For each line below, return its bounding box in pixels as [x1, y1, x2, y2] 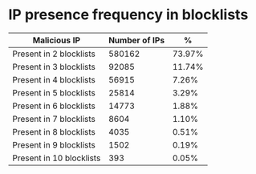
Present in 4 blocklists [12, 74, 96, 85]
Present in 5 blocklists [12, 87, 96, 98]
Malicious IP [32, 34, 81, 46]
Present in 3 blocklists [12, 61, 96, 72]
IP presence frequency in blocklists [8, 6, 249, 24]
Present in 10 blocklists [12, 152, 101, 164]
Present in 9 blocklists [12, 139, 96, 150]
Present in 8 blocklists [12, 126, 96, 137]
